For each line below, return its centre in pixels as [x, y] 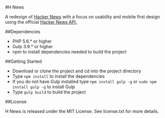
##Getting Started [24, 61]
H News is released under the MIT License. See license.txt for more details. [82, 111]
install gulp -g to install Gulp [44, 87]
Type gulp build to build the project [49, 92]
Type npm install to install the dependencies [58, 76]
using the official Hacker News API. [41, 22]
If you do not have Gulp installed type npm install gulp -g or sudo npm [84, 82]
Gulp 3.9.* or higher [32, 46]
